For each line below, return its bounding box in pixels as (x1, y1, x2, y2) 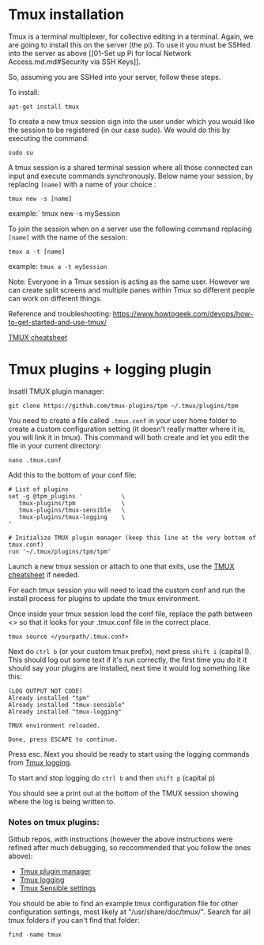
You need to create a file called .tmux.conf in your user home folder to (8, 415, 237, 425)
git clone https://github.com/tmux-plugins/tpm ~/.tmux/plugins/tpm (8, 402, 239, 410)
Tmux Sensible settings (19, 883, 96, 893)
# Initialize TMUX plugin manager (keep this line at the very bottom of (8, 534, 257, 542)
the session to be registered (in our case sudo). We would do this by (8, 125, 231, 134)
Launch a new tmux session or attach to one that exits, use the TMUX (8, 561, 235, 571)
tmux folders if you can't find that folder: (8, 916, 140, 925)
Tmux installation (8, 6, 125, 24)
